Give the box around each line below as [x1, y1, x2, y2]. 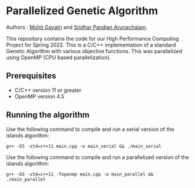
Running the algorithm [6, 110, 90, 120]
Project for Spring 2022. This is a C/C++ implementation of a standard [6, 41, 176, 48]
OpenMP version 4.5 [14, 93, 65, 100]
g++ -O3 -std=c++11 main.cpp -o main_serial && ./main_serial [6, 143, 162, 149]
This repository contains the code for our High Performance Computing [6, 35, 179, 42]
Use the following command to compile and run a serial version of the [6, 126, 174, 133]
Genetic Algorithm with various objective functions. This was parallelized [6, 47, 183, 54]
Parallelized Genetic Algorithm [6, 4, 159, 18]
